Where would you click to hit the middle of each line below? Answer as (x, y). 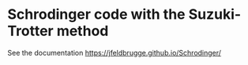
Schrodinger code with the (97, 14)
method (83, 31)
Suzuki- (215, 14)
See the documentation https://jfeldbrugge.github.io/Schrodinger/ (115, 52)
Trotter (31, 31)
